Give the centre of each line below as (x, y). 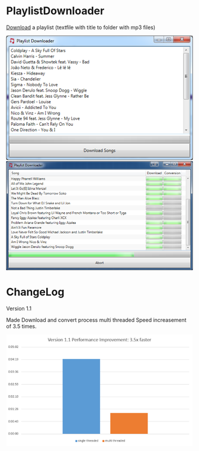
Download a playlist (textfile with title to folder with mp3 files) (81, 27)
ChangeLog (35, 292)
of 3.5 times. (21, 326)
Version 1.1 (19, 308)
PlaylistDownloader (55, 11)
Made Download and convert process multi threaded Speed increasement (96, 320)
